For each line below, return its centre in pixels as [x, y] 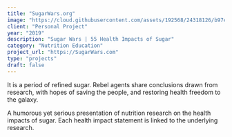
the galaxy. [23, 99]
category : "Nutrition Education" [55, 46]
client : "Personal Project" [48, 26]
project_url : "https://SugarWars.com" [63, 53]
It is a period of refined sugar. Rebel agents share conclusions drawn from [113, 84]
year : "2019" [26, 33]
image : [17, 20]
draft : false [26, 65]
